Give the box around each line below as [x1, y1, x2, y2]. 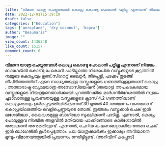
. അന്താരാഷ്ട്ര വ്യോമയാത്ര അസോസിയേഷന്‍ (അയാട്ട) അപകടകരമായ [5, 84, 149, 90]
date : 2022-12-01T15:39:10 [5, 12, 60, 17]
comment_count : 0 [5, 48, 41, 53]
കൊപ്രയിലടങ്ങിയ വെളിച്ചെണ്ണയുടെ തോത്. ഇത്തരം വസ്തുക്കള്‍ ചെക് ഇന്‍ [5, 106, 151, 112]
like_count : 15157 [5, 44, 43, 49]
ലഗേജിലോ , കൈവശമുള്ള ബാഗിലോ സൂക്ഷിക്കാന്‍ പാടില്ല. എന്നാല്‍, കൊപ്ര [5, 112, 156, 117]
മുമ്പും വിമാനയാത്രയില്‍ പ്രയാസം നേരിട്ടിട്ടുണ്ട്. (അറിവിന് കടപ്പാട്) [5, 134, 135, 140]
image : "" [5, 35, 26, 40]
